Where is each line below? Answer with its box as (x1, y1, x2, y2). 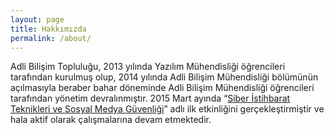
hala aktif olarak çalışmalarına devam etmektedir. (10, 114, 212, 126)
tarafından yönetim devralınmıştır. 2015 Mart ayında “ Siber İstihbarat (10, 92, 291, 105)
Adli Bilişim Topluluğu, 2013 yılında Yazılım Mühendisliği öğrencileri (10, 61, 286, 73)
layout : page (10, 14, 65, 25)
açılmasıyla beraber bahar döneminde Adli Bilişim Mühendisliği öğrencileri (10, 82, 315, 94)
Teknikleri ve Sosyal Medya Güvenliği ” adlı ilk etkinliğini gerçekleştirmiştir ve (10, 103, 325, 115)
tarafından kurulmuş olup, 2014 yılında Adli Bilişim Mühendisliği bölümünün (10, 71, 319, 83)
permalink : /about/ (10, 33, 92, 43)
